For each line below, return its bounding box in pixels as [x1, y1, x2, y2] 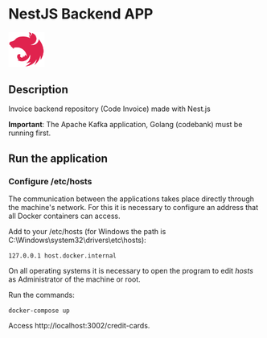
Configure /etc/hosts [8, 175, 92, 187]
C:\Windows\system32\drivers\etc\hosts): [8, 235, 146, 245]
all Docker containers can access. [8, 211, 121, 221]
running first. [8, 128, 51, 138]
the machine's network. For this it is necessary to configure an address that [8, 202, 259, 212]
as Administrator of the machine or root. [8, 274, 141, 284]
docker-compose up [8, 307, 70, 315]
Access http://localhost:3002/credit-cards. [8, 320, 150, 330]
